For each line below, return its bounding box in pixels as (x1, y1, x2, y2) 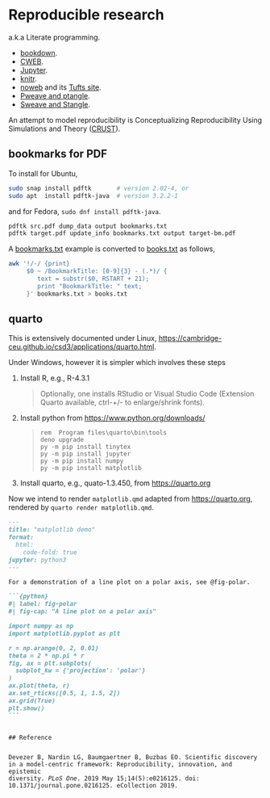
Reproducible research (8, 6, 164, 24)
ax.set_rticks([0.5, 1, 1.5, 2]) (8, 689, 121, 698)
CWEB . (19, 57, 44, 66)
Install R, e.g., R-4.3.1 (19, 373, 90, 383)
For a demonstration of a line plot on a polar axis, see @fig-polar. (8, 577, 251, 586)
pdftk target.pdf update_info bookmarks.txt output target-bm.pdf (8, 229, 236, 237)
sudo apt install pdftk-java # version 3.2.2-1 (8, 191, 179, 199)
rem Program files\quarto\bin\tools (39, 429, 168, 437)
